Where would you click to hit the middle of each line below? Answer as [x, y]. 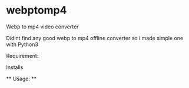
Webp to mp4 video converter [42, 27]
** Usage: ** [21, 79]
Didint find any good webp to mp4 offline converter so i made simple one [95, 38]
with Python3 [22, 44]
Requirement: [22, 56]
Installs [15, 67]
